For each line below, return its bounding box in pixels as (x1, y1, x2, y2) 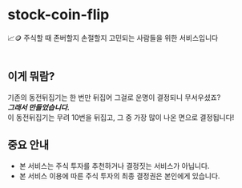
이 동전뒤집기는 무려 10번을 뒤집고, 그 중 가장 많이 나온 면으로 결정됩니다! (7, 112, 235, 122)
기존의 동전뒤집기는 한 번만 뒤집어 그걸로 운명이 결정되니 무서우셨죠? (7, 92, 221, 102)
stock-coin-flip (7, 6, 110, 24)
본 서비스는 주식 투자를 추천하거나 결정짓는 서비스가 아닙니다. (18, 161, 210, 170)
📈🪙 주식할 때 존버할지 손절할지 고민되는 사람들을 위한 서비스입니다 (7, 33, 219, 42)
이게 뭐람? (7, 70, 55, 83)
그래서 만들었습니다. (7, 102, 70, 112)
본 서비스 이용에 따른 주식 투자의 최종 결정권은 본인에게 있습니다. (18, 170, 220, 181)
